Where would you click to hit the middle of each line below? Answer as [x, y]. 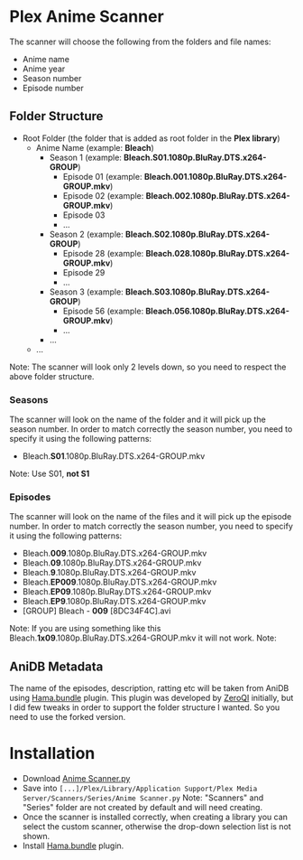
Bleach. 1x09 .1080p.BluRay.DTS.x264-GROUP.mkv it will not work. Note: [143, 638]
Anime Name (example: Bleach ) [95, 147]
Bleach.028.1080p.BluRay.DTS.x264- [218, 253]
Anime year [44, 69]
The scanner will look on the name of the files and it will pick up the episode [151, 517]
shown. [36, 837]
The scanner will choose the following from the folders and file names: [140, 42]
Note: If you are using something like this [85, 629]
